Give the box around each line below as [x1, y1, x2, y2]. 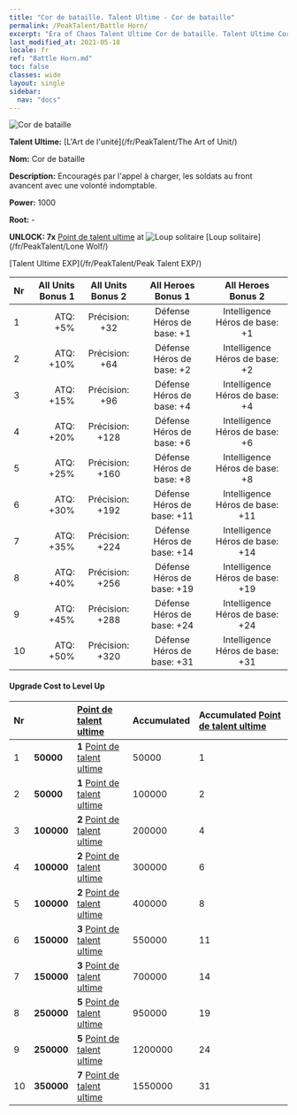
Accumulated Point [198, 709, 281, 721]
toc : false [9, 63, 49, 72]
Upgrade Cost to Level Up [9, 681, 105, 691]
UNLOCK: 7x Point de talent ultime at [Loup [9, 232, 228, 242]
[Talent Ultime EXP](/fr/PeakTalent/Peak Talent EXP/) [9, 258, 202, 269]
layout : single [9, 79, 65, 88]
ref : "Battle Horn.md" [9, 54, 93, 63]
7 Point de [76, 1068, 120, 1080]
